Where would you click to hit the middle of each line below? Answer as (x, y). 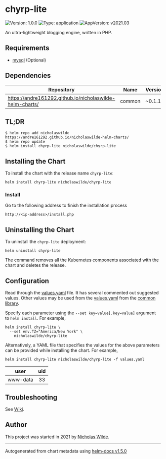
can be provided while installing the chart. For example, (62, 350)
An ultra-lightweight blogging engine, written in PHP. (59, 32)
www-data (21, 380)
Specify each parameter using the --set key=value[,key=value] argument (81, 313)
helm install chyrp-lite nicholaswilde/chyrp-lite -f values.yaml (75, 360)
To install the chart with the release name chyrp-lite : (59, 173)
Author (16, 425)
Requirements (27, 48)
